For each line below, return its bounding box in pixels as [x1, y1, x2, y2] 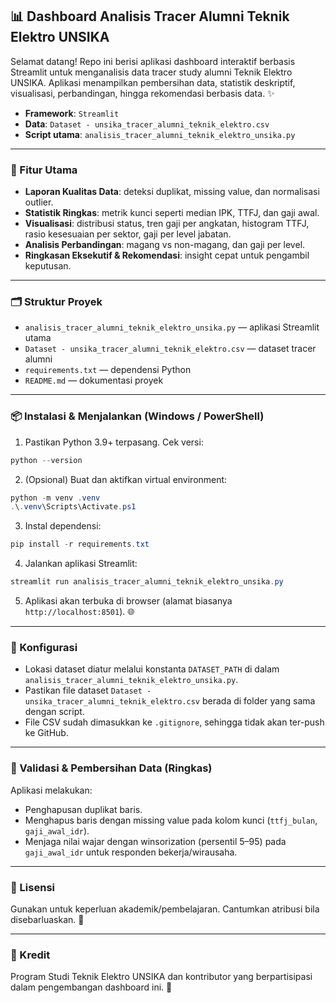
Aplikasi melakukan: [10, 784, 93, 796]
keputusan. [24, 260, 72, 272]
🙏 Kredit [10, 948, 51, 962]
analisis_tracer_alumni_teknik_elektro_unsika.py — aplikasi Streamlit [24, 321, 320, 333]
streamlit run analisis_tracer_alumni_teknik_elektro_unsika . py [10, 577, 284, 587]
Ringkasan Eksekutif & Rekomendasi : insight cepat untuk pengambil [24, 249, 310, 262]
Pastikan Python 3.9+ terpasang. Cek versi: [24, 436, 204, 448]
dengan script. [24, 706, 85, 718]
